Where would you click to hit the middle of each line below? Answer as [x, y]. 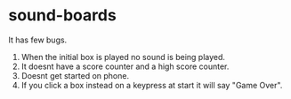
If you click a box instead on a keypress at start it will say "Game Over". [152, 85]
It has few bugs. [38, 40]
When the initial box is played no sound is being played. [123, 57]
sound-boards [62, 15]
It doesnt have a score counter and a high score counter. [125, 66]
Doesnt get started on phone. [75, 75]
